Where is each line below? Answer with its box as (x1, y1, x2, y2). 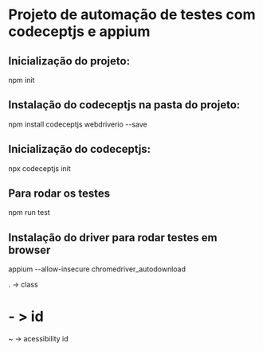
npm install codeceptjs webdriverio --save (8, 119, 147, 129)
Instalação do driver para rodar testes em (8, 231, 218, 244)
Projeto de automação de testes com (8, 6, 256, 24)
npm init (8, 76, 35, 84)
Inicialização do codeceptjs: (8, 142, 151, 156)
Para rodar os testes (8, 187, 110, 201)
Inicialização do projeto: (8, 54, 130, 68)
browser (8, 243, 51, 256)
